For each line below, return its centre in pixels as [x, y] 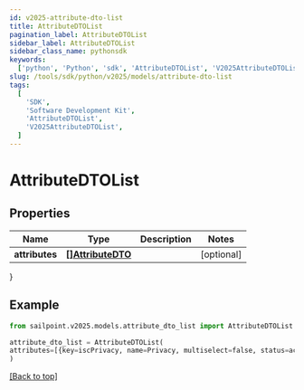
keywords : [28, 60]
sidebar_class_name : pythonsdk [68, 52]
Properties [40, 214]
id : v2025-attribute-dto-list [66, 18]
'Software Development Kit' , [81, 110]
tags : [19, 85]
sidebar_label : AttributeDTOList [72, 43]
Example [34, 305]
